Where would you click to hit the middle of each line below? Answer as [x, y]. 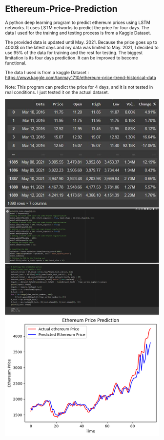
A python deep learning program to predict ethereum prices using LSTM [78, 22]
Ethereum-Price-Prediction [61, 9]
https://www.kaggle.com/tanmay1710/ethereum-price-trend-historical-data [81, 77]
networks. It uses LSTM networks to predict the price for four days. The [77, 27]
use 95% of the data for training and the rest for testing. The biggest [74, 53]
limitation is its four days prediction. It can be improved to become [72, 57]
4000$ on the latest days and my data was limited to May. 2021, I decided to [82, 47]
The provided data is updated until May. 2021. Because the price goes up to [81, 42]
